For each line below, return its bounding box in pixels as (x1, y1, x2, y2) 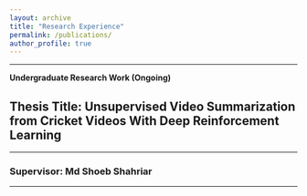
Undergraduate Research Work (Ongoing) (9, 72, 172, 83)
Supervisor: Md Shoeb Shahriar (9, 165, 153, 178)
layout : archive (9, 13, 71, 23)
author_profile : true (9, 38, 92, 48)
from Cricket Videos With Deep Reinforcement (9, 113, 280, 129)
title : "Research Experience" (9, 22, 125, 31)
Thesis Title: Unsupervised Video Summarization (9, 98, 296, 114)
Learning (9, 127, 62, 142)
